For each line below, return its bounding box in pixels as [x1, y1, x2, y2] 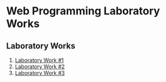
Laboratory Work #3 [14, 69, 65, 76]
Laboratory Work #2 [14, 63, 65, 70]
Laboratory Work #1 [14, 57, 64, 63]
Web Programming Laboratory [6, 4, 161, 18]
